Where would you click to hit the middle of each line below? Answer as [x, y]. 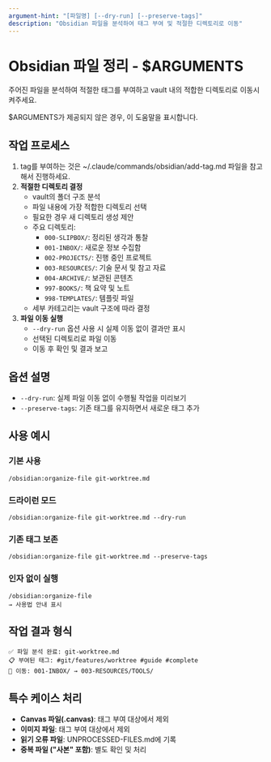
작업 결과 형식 [40, 632]
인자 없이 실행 [34, 579]
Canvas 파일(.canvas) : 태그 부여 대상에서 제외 [95, 719]
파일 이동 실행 [41, 319]
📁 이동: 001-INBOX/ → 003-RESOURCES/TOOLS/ [81, 671]
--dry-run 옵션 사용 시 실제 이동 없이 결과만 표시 [109, 328]
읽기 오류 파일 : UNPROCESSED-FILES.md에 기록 [98, 739]
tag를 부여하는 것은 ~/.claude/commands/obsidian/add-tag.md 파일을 [134, 166]
